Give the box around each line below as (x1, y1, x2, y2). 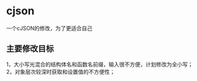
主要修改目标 (6, 43, 54, 54)
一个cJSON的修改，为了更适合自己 (6, 24, 93, 32)
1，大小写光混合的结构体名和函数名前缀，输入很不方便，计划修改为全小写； (6, 61, 193, 68)
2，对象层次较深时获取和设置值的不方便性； (6, 68, 116, 75)
